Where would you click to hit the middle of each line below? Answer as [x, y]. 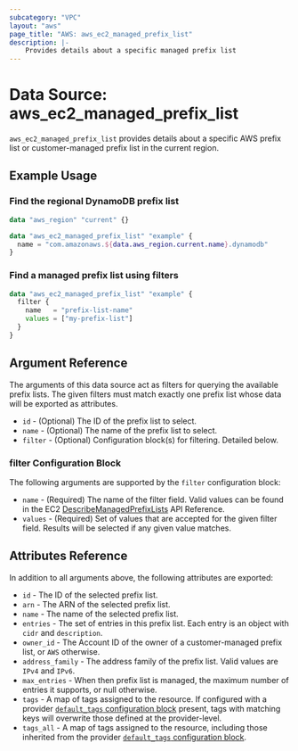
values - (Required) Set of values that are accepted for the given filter [149, 518]
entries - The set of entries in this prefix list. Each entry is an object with [155, 623]
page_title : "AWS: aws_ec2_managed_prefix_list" [101, 34]
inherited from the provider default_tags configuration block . [134, 737]
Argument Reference [68, 363]
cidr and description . [62, 632]
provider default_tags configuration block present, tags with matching [151, 708]
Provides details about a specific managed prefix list [131, 51]
